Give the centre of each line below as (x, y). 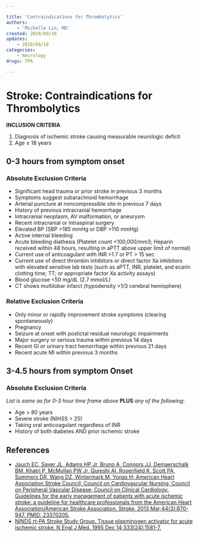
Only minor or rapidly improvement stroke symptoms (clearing (91, 314)
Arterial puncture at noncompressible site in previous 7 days (88, 204)
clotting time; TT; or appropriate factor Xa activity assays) (85, 274)
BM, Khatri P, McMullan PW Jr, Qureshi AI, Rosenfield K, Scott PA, (95, 471)
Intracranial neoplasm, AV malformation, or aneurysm (80, 216)
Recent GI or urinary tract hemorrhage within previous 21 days (91, 346)
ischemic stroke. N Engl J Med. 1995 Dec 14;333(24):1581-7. (88, 527)
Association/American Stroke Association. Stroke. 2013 (82, 508)
